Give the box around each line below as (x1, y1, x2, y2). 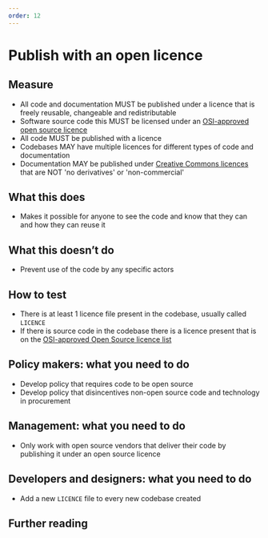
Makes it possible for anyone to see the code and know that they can (19, 211, 248, 221)
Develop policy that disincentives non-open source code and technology (19, 387, 260, 397)
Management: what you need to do (8, 420, 186, 433)
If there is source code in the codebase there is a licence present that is (19, 326, 257, 336)
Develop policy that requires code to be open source (19, 379, 194, 388)
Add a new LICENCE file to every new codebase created (19, 493, 202, 503)
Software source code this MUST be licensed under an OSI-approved (19, 116, 250, 126)
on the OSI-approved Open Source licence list (19, 335, 172, 344)
